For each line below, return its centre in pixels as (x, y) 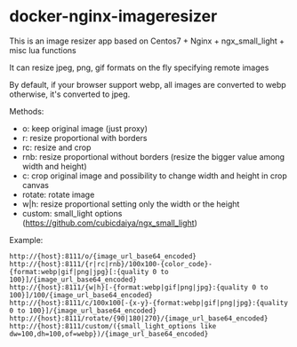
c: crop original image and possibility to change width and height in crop (154, 176)
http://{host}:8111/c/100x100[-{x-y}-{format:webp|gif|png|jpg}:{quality (149, 303)
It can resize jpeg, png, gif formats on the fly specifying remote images (139, 67)
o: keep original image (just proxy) (85, 128)
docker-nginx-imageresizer (113, 16)
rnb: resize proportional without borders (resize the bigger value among (153, 156)
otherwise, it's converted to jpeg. (70, 94)
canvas (35, 185)
